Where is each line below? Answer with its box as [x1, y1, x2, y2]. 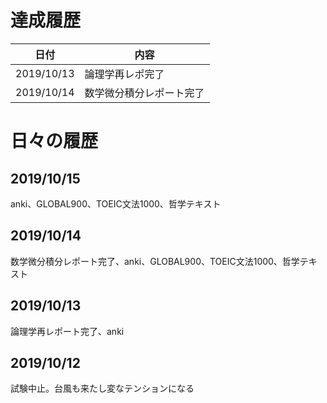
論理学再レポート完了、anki [10, 325, 125, 337]
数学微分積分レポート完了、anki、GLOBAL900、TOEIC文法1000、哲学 [10, 255, 300, 267]
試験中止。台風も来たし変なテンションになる [10, 382, 195, 395]
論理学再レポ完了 [84, 67, 165, 81]
